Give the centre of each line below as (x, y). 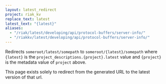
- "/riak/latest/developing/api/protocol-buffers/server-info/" (78, 33)
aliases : (14, 28)
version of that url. (24, 77)
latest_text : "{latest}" (31, 24)
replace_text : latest (28, 19)
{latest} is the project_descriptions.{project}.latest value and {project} (83, 57)
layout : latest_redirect (31, 10)
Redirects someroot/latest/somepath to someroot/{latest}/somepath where (81, 51)
